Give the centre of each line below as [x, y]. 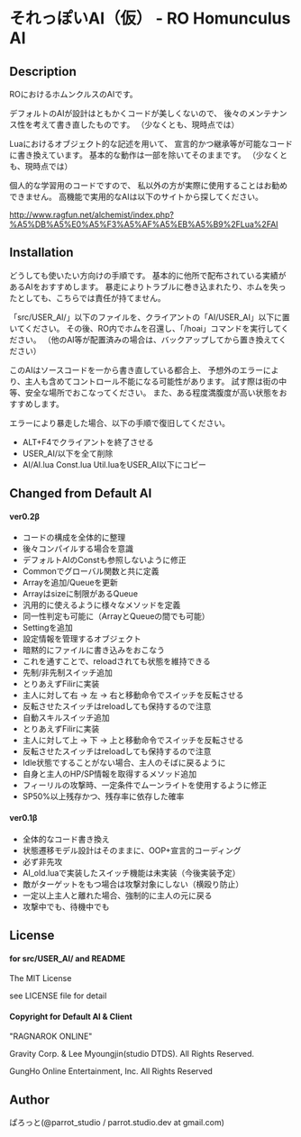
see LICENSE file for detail [58, 996]
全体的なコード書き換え [66, 839]
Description [43, 72]
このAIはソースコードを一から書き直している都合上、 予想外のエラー [137, 369]
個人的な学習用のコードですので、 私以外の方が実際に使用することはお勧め [149, 185]
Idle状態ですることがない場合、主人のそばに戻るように [124, 763]
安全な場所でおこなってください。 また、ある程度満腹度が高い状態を [152, 392]
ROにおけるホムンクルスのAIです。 [73, 94]
